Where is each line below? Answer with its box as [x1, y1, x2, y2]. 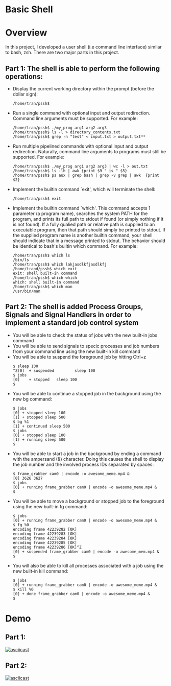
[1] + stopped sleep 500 [12, 415, 66, 420]
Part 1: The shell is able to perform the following [5, 64, 160, 73]
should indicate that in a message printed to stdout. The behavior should [12, 238, 165, 244]
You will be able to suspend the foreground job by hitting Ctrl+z [12, 353, 146, 360]
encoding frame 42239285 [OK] [12, 540, 78, 545]
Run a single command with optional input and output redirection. [12, 110, 151, 116]
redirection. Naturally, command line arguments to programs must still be [12, 148, 166, 154]
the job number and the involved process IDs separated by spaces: [12, 461, 154, 467]
